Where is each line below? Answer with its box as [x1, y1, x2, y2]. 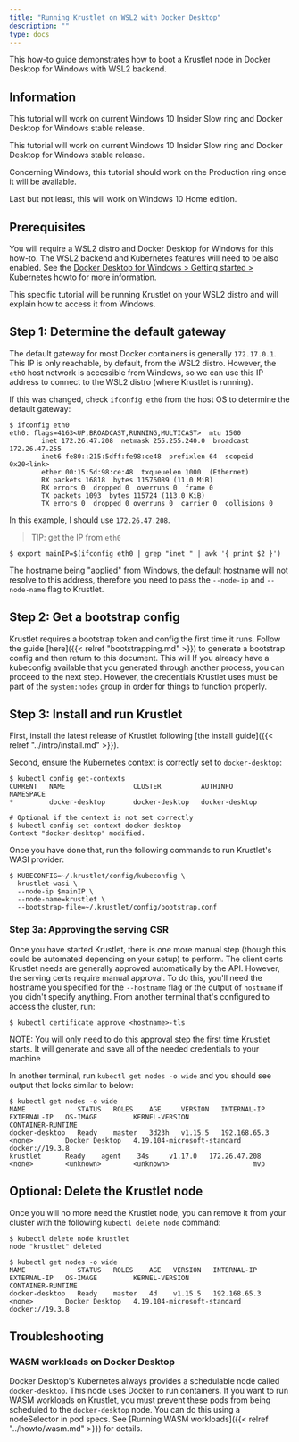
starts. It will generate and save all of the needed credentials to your [9, 1043, 260, 1054]
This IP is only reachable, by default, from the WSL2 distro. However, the [9, 357, 277, 368]
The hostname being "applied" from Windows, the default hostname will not [9, 565, 288, 575]
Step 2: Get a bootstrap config [9, 609, 180, 625]
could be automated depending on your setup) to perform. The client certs [9, 953, 284, 964]
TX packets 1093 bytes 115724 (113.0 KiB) [41, 490, 205, 500]
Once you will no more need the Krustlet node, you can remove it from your [9, 1207, 287, 1218]
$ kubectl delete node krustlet [9, 1234, 129, 1243]
